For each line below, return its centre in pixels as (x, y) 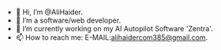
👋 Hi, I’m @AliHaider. (49, 12)
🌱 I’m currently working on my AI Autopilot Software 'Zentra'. (114, 29)
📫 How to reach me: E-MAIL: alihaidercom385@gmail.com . (112, 37)
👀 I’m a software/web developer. (68, 20)
